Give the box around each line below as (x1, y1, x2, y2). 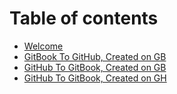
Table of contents (9, 7, 159, 30)
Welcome (23, 40, 64, 52)
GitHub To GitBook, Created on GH (23, 72, 167, 84)
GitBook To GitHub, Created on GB (23, 50, 167, 62)
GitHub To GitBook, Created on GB (23, 61, 167, 73)
